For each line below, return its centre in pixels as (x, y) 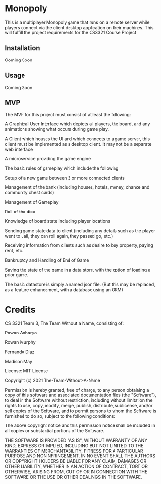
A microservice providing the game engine (48, 159)
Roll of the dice (20, 212)
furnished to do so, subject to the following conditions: (60, 416)
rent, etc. (14, 251)
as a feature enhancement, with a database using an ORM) (64, 290)
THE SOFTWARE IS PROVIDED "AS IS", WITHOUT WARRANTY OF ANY (76, 440)
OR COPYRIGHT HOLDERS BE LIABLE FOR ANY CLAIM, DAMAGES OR (76, 461)
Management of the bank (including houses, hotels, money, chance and (77, 187)
